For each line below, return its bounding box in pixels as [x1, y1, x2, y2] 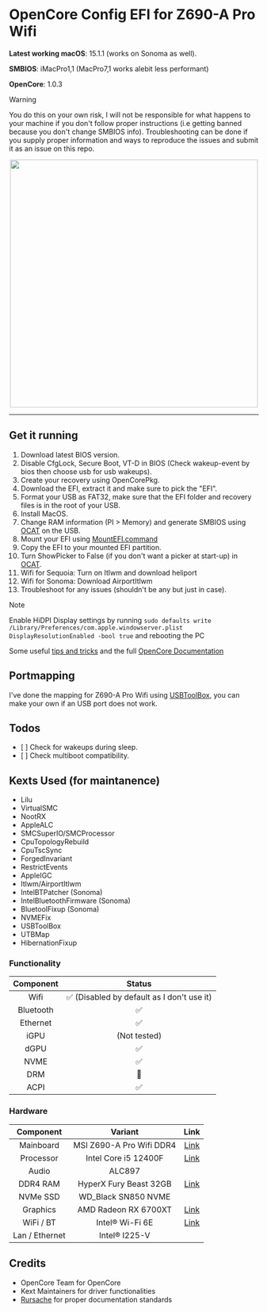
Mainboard [19, 1139, 60, 1150]
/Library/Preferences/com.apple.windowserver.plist [9, 624, 183, 632]
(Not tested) [116, 1031, 162, 1042]
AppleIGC [20, 870, 52, 881]
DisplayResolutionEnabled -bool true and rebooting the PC [9, 630, 205, 640]
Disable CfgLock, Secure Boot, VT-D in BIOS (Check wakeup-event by [20, 458, 250, 468]
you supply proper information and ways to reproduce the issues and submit [9, 135, 259, 144]
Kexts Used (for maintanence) [9, 774, 161, 787]
